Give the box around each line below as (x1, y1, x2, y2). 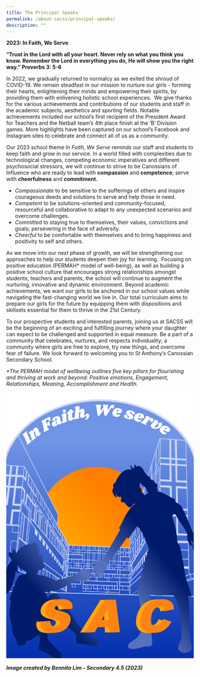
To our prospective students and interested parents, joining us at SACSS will (6, 318, 193, 325)
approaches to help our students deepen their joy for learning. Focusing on (6, 256, 192, 263)
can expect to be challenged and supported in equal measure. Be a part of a (6, 331, 193, 338)
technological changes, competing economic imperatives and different (6, 156, 180, 164)
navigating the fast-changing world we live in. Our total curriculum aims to (6, 294, 188, 301)
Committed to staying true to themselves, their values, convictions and (14, 219, 188, 226)
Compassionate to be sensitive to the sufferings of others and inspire (14, 187, 185, 194)
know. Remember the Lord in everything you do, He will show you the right (6, 57, 194, 64)
